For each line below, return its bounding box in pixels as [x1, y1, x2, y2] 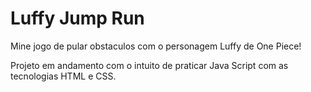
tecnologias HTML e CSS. [10, 70, 117, 82]
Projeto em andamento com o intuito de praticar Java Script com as [10, 59, 289, 71]
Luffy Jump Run [10, 7, 145, 30]
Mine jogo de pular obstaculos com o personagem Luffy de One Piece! [10, 40, 302, 52]
